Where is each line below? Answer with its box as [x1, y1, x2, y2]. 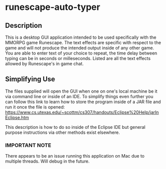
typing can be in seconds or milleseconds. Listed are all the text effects [5, 56, 151, 61]
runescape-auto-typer [5, 1, 101, 13]
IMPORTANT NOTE [5, 142, 52, 149]
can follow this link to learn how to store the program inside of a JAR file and [5, 99, 161, 105]
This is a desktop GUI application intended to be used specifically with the [5, 34, 157, 40]
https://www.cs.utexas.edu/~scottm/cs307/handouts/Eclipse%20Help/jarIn [5, 109, 159, 115]
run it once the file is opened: [5, 104, 65, 110]
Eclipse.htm [5, 114, 29, 120]
